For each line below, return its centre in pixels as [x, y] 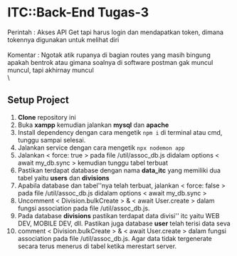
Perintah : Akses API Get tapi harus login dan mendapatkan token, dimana [116, 32]
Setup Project [38, 100]
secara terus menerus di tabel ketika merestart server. [97, 246]
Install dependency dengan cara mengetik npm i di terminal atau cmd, [120, 132]
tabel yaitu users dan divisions [63, 178]
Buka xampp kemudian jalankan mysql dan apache [93, 125]
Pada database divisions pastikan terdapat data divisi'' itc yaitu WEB [118, 215]
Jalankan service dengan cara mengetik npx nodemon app [101, 148]
